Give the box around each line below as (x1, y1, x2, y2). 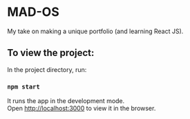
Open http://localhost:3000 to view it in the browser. (7, 104, 156, 113)
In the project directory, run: (7, 65, 87, 73)
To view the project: (7, 47, 95, 59)
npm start (7, 82, 40, 91)
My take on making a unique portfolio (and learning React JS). (7, 27, 184, 35)
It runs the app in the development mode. (7, 97, 125, 105)
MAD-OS (7, 4, 60, 20)
